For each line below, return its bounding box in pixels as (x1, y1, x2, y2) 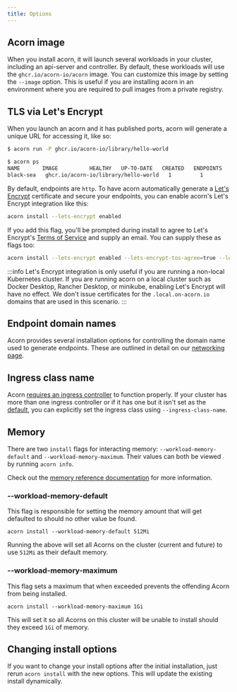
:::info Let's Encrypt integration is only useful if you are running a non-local (7, 267, 225, 275)
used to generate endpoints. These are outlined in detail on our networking (7, 344, 225, 352)
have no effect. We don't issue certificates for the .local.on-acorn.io (7, 290, 210, 298)
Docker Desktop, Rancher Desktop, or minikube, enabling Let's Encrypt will (7, 282, 226, 290)
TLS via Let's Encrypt (7, 105, 104, 117)
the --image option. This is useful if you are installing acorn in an (7, 78, 194, 86)
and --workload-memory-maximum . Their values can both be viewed (31, 452, 221, 460)
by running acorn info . (7, 460, 74, 468)
